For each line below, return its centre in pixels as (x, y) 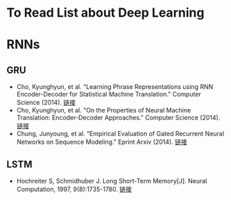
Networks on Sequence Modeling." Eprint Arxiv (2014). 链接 (102, 142)
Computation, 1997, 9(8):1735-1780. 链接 (74, 189)
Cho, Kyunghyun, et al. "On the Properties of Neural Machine (104, 110)
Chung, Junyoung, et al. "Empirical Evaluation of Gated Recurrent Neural (120, 134)
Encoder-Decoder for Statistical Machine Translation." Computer (109, 94)
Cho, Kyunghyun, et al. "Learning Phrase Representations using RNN (115, 87)
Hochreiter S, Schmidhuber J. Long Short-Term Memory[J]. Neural (112, 181)
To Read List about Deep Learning (105, 13)
